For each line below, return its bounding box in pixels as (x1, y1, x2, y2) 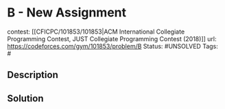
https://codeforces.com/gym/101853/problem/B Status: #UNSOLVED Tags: (7, 42, 218, 50)
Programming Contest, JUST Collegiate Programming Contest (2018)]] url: (7, 34, 217, 43)
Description (7, 69, 58, 81)
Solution (7, 93, 44, 104)
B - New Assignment (7, 5, 127, 21)
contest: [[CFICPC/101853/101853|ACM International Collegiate (7, 27, 185, 36)
